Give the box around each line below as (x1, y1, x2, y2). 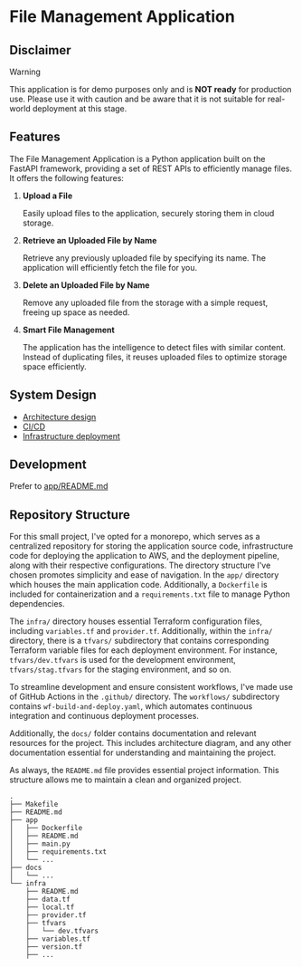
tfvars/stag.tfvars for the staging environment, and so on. (9, 664, 232, 675)
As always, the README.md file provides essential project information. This (9, 765, 279, 776)
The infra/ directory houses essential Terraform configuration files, (9, 616, 262, 627)
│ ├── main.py (9, 839, 71, 848)
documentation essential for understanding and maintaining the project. (9, 747, 277, 758)
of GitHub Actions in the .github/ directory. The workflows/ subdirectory (9, 691, 280, 703)
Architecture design (22, 411, 97, 422)
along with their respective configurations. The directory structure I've (9, 560, 271, 571)
